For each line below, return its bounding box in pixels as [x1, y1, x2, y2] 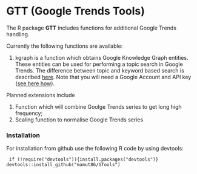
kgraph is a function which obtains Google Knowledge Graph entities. [15, 54, 189, 61]
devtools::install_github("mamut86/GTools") [6, 162, 121, 168]
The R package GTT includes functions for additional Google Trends [6, 24, 177, 31]
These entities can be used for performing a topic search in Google [15, 60, 183, 68]
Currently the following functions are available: [6, 42, 123, 50]
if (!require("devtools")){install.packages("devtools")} [8, 156, 159, 163]
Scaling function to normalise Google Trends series [15, 116, 144, 123]
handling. [6, 30, 30, 37]
